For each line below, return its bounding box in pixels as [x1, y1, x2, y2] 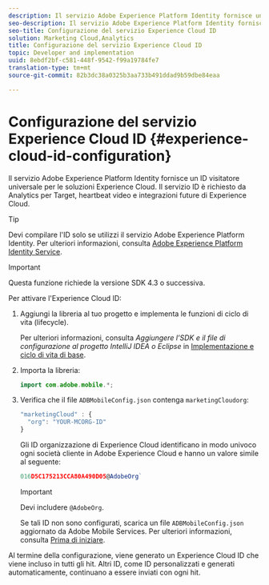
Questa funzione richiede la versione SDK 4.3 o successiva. [8, 278, 206, 287]
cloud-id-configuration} [8, 146, 172, 165]
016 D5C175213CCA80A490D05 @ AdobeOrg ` [19, 473, 143, 481]
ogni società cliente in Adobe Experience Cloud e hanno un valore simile [19, 449, 259, 459]
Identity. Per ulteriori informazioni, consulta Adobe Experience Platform [8, 238, 243, 248]
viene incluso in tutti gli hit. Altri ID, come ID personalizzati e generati [8, 559, 235, 568]
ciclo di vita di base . [19, 350, 86, 359]
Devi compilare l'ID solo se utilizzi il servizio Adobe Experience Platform [8, 230, 245, 239]
